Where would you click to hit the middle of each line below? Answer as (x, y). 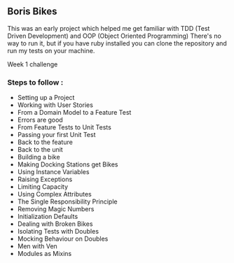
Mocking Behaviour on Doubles (63, 239)
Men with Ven (37, 246)
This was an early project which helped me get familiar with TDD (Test (109, 28)
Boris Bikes (32, 12)
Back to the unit (40, 150)
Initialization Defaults (48, 217)
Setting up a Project (46, 98)
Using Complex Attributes (55, 194)
